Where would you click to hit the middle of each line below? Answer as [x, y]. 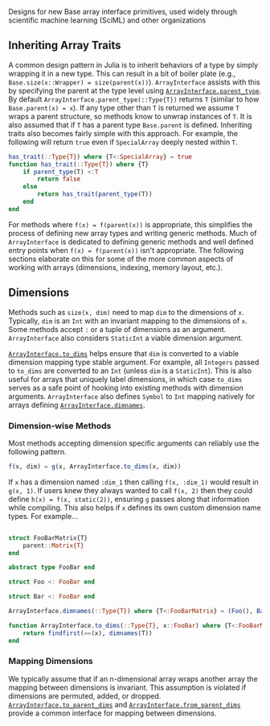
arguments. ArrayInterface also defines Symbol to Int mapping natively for [132, 396]
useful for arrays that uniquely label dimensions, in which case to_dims [125, 379]
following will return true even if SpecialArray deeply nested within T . [123, 142]
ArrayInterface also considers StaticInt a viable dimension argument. [126, 338]
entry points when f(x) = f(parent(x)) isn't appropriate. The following [126, 250]
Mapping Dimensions [51, 662]
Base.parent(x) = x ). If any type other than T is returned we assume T [124, 107]
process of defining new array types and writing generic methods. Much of [133, 233]
